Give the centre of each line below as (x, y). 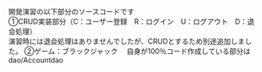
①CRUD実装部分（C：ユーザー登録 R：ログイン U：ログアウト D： (128, 21)
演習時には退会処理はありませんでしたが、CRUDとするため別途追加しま (127, 41)
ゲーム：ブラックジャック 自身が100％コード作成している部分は (142, 51)
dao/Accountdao (36, 60)
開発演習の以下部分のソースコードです (71, 11)
